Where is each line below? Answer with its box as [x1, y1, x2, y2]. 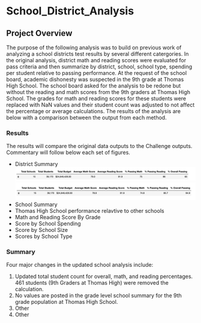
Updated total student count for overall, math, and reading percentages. [14, 273, 193, 280]
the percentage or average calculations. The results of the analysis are [6, 108, 181, 114]
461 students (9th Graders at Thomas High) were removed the [14, 279, 169, 286]
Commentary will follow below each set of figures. [6, 149, 131, 156]
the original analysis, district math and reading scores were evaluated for [6, 57, 187, 64]
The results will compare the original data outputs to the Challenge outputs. [6, 143, 193, 150]
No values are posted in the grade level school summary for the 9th [14, 292, 182, 299]
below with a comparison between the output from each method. [6, 114, 167, 121]
